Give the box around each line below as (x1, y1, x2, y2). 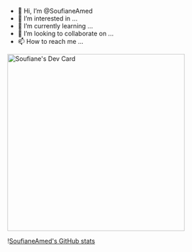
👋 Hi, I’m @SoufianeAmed (17, 7, 94, 15)
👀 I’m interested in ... (17, 14, 78, 23)
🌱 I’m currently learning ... (17, 22, 94, 30)
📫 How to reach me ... (17, 38, 84, 45)
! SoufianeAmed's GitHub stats (7, 237, 96, 245)
